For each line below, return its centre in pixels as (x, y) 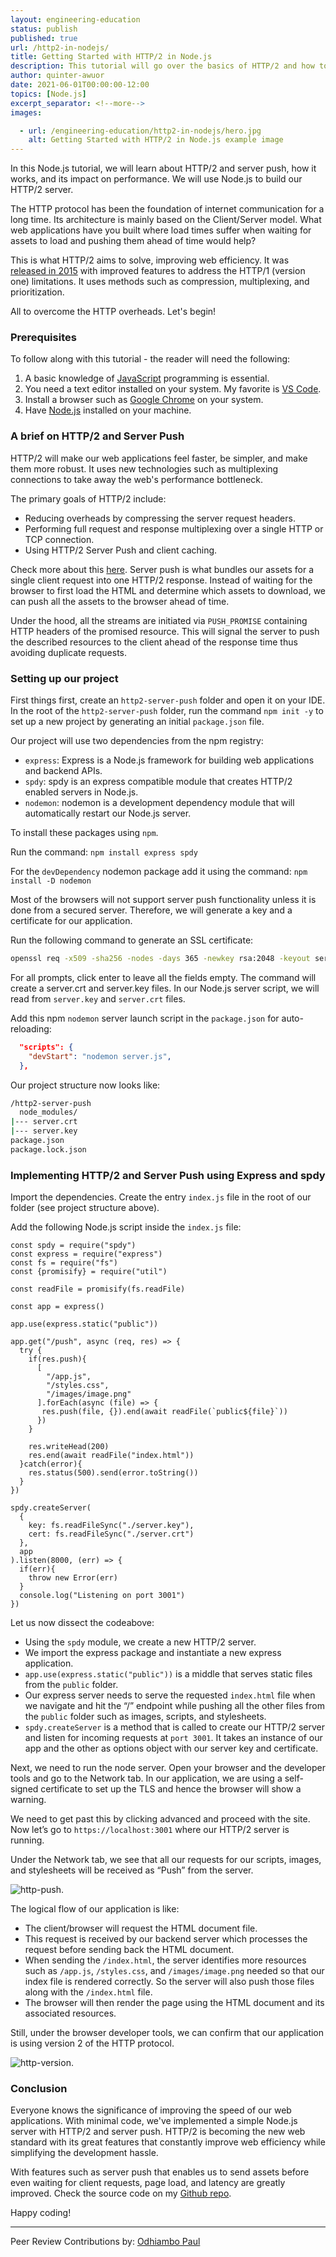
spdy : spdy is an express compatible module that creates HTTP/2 (158, 782)
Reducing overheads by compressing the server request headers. (160, 518)
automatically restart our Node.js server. (108, 813)
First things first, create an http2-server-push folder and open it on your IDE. (168, 700)
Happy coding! (41, 2213)
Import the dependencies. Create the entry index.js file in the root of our (161, 1197)
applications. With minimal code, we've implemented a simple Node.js (154, 2121)
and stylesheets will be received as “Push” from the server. (132, 1870)
